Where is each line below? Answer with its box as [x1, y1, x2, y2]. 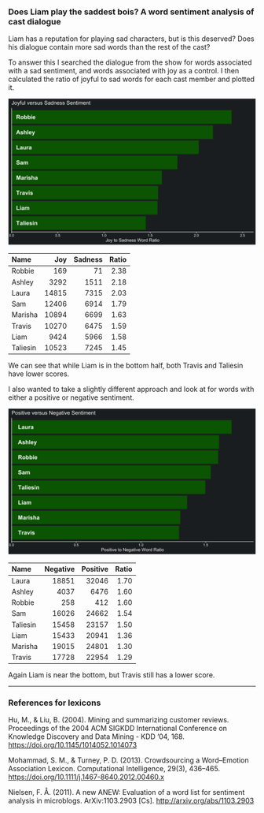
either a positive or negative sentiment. [8, 393, 135, 402]
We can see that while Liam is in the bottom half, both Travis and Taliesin [8, 360, 244, 370]
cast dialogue [8, 16, 61, 27]
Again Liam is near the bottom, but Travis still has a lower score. [8, 669, 215, 680]
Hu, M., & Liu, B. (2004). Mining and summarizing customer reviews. [8, 715, 229, 725]
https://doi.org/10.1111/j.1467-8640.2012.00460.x [8, 772, 165, 782]
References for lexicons [8, 697, 101, 708]
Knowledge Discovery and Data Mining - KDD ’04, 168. [8, 732, 185, 741]
